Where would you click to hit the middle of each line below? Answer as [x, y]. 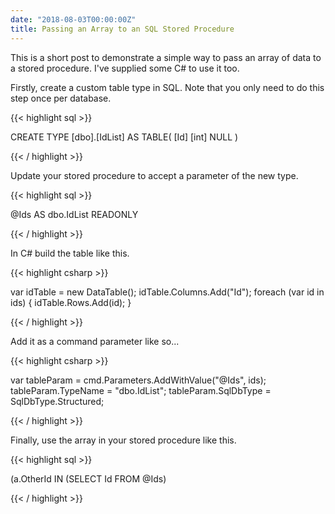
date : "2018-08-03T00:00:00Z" [73, 19]
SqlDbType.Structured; [57, 401]
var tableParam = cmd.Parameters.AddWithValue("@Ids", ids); [138, 380]
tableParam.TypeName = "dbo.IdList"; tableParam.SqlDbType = [141, 390]
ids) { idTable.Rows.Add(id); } [71, 302]
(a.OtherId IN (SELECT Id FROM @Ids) [88, 478]
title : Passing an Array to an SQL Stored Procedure [122, 29]
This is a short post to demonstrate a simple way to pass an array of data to [166, 57]
